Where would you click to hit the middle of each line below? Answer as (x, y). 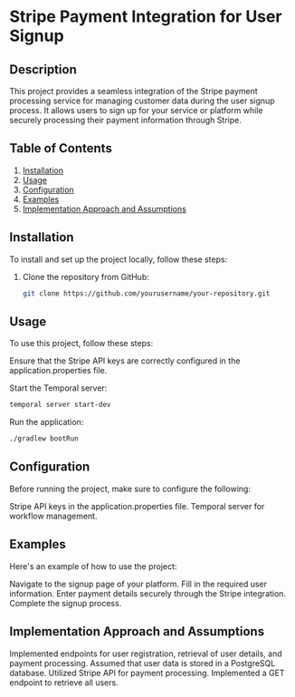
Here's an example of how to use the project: (93, 566)
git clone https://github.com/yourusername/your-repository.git (146, 293)
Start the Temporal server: (58, 388)
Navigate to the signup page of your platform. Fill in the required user (138, 584)
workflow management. (53, 516)
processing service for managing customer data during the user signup (142, 101)
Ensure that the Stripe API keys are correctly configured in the (125, 361)
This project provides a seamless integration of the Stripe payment (133, 91)
